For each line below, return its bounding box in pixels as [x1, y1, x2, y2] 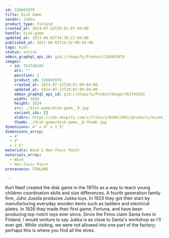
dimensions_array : [5, 129, 44, 134]
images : [5, 59, 22, 64]
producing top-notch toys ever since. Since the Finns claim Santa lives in [5, 211, 156, 217]
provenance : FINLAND [5, 167, 49, 172]
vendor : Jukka [5, 17, 35, 22]
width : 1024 [14, 96, 39, 101]
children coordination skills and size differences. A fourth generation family [5, 190, 161, 196]
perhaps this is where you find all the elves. [5, 227, 96, 233]
